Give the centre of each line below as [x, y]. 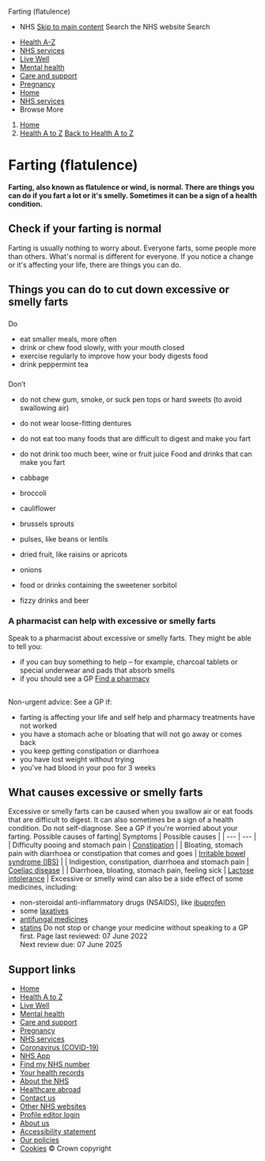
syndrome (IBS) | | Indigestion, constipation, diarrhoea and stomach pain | [129, 862]
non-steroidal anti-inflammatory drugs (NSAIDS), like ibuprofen [122, 903]
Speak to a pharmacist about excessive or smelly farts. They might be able [130, 638]
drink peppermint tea [54, 364]
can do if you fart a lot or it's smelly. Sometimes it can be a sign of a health [132, 195]
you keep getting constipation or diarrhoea [89, 751]
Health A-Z [38, 42]
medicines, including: [43, 887]
